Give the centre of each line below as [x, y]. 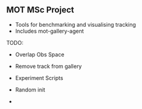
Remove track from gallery [48, 66]
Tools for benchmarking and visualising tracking [75, 24]
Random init [30, 90]
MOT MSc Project [40, 10]
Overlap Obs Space [40, 54]
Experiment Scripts [39, 78]
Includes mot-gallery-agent [49, 31]
